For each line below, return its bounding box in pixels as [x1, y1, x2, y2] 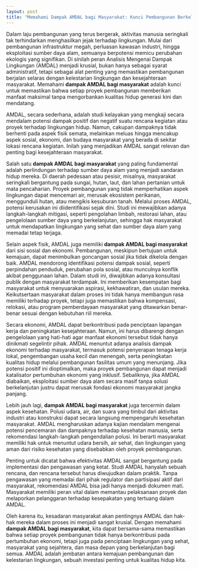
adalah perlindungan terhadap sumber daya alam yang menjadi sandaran [6, 166, 184, 173]
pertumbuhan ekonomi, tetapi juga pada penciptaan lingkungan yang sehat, [6, 537, 190, 544]
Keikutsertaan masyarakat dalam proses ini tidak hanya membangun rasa [6, 291, 184, 298]
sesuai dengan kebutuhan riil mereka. [21, 310, 113, 317]
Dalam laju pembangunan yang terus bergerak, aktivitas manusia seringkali [6, 30, 189, 37]
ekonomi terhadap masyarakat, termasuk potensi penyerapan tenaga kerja [6, 346, 187, 353]
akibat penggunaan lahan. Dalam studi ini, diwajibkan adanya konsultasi [6, 272, 180, 279]
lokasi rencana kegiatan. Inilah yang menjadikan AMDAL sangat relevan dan [6, 142, 190, 149]
